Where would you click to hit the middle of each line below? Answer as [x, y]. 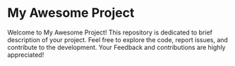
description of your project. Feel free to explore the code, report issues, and [117, 39]
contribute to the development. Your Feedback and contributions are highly [116, 47]
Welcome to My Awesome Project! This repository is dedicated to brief [110, 32]
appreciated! [26, 55]
